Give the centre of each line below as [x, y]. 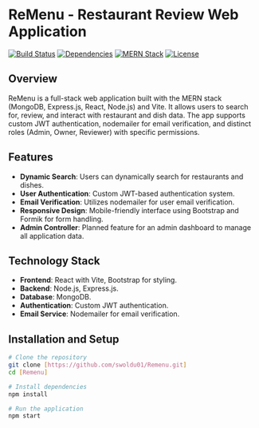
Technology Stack [54, 261]
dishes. [32, 184]
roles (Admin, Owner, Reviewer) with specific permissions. [104, 132]
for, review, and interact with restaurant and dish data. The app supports [127, 115]
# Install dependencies [48, 386]
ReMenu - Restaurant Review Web [124, 15]
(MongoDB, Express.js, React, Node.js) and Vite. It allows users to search [128, 106]
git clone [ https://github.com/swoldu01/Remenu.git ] [98, 365]
